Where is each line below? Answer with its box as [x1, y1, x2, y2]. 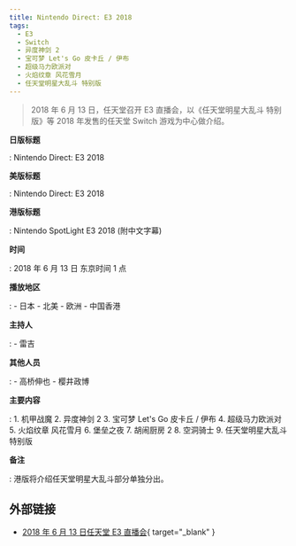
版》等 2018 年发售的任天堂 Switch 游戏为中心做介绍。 [30, 115, 230, 126]
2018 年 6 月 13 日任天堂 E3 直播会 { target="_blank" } [21, 526, 216, 537]
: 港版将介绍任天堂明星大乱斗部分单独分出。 [9, 473, 169, 484]
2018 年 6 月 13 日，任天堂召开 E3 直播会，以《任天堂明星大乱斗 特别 [30, 104, 283, 115]
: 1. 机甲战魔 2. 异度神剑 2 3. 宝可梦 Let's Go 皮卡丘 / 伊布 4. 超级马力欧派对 [9, 413, 283, 424]
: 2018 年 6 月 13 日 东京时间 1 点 [9, 262, 126, 273]
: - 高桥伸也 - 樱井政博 [9, 376, 90, 386]
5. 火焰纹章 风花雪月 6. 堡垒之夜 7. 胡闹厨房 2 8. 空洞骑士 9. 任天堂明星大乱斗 [9, 425, 288, 435]
